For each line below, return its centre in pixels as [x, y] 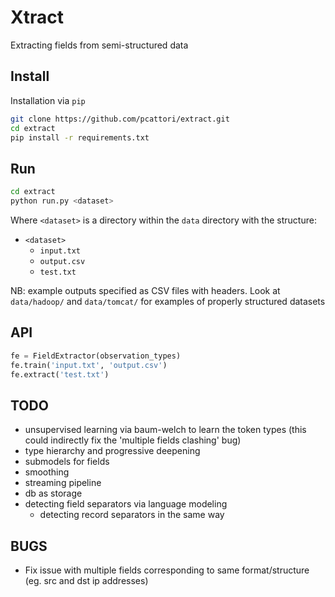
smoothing [47, 472]
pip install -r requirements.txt [80, 137]
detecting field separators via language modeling [126, 504]
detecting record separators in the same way [132, 515]
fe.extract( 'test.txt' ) [60, 374]
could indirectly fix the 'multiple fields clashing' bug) [133, 440]
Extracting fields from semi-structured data [99, 45]
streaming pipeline [63, 483]
